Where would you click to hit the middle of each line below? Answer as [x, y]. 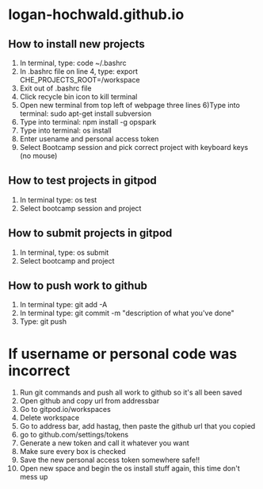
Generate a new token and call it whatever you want [104, 443]
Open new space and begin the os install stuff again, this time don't [130, 468]
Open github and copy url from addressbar [90, 401]
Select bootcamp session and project [80, 208]
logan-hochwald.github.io [96, 15]
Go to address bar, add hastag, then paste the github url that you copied [137, 426]
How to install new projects [76, 44]
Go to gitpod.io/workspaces [65, 410]
